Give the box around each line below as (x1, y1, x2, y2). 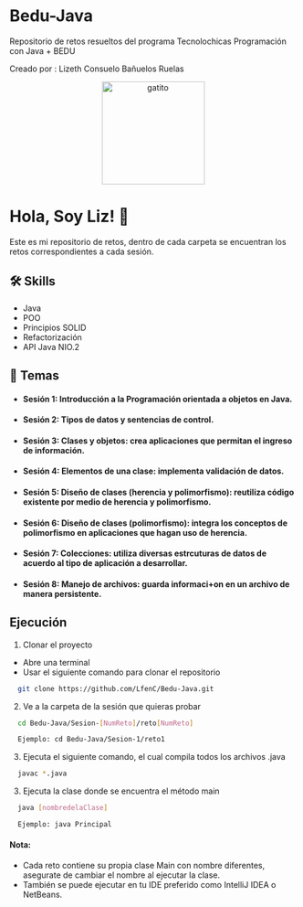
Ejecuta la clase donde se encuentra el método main (22, 785, 221, 796)
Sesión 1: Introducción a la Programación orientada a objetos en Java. (22, 393, 293, 404)
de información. (22, 444, 85, 455)
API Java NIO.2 (22, 341, 80, 352)
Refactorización (22, 331, 82, 343)
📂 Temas (9, 368, 59, 384)
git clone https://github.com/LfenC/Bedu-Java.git (17, 684, 214, 693)
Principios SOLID (22, 322, 87, 333)
